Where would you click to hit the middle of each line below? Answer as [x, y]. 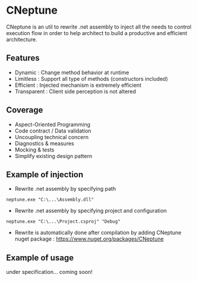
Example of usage [40, 258]
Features [23, 58]
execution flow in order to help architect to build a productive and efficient [97, 33]
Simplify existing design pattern [53, 156]
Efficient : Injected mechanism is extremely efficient [78, 85]
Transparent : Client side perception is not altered [75, 91]
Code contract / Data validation [53, 131]
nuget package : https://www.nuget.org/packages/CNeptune [89, 239]
